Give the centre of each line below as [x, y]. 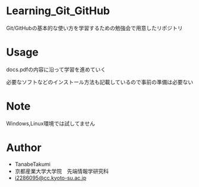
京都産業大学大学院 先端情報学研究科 [61, 171]
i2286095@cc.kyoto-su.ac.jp [50, 178]
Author [24, 148]
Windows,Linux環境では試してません [51, 123]
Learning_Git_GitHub [58, 11]
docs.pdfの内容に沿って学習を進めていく [56, 69]
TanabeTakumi [32, 164]
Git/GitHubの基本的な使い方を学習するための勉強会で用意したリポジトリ [94, 28]
